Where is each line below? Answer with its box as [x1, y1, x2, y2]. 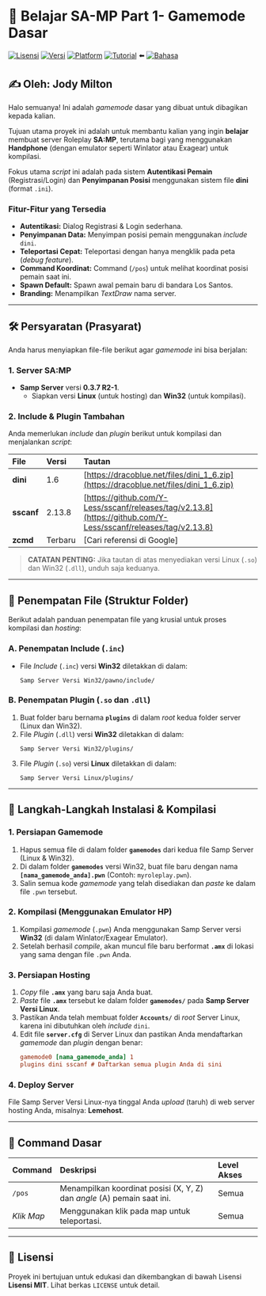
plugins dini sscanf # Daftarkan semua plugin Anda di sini [19, 1061, 222, 1069]
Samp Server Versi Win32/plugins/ [19, 744, 134, 753]
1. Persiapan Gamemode [8, 827, 104, 838]
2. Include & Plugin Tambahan [8, 411, 125, 422]
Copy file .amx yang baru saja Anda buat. [19, 987, 153, 997]
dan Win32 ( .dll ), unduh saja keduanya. [27, 564, 160, 573]
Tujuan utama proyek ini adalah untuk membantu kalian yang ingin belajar [8, 126, 249, 135]
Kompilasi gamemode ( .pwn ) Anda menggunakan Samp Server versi [19, 924, 241, 933]
